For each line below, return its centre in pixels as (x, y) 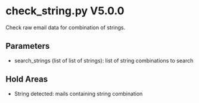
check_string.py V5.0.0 (65, 11)
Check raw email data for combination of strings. (66, 27)
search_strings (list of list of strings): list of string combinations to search (104, 60)
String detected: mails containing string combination (78, 93)
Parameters (28, 46)
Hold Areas (27, 79)
